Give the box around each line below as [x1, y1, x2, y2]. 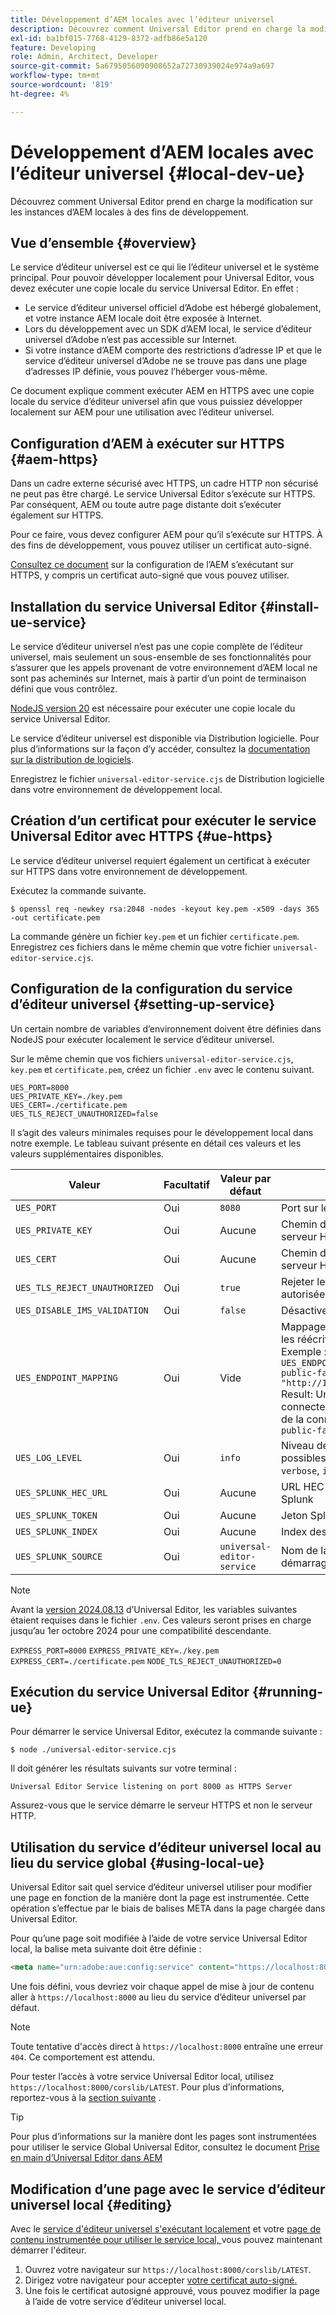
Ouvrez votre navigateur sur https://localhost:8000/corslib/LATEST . [24, 2263, 312, 2275]
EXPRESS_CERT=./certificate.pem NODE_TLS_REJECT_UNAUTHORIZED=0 [10, 1656, 282, 1666]
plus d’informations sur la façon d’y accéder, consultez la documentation [10, 743, 311, 755]
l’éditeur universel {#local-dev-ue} [10, 162, 306, 185]
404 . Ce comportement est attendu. [10, 2051, 155, 2063]
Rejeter [280, 1274, 315, 1288]
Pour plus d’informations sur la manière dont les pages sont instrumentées [10, 2131, 317, 2143]
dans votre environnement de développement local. [10, 784, 223, 795]
